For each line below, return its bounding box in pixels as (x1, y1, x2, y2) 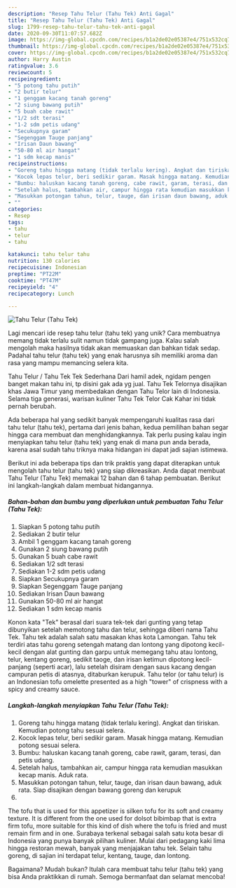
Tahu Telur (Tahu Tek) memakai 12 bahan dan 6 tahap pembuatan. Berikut (8, 474, 221, 482)
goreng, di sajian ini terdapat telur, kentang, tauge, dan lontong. (8, 852, 191, 860)
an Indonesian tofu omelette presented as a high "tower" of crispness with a (8, 678, 228, 686)
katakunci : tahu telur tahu (8, 251, 90, 258)
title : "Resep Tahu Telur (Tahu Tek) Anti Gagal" (8, 17, 156, 24)
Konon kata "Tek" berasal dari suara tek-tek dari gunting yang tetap (8, 618, 203, 627)
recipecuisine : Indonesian (8, 264, 87, 271)
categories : (8, 206, 43, 213)
